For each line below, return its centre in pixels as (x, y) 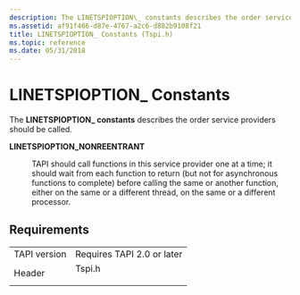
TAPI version (40, 254)
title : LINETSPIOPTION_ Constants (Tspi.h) (92, 34)
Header (29, 273)
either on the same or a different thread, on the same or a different (154, 192)
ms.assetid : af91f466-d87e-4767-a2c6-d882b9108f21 (105, 26)
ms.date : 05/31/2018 (48, 51)
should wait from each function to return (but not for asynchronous (155, 173)
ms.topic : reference (48, 42)
